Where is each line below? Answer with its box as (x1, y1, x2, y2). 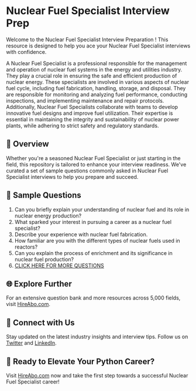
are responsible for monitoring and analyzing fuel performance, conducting (6, 91, 188, 98)
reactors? (14, 243, 38, 250)
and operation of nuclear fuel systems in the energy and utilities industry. (6, 66, 183, 73)
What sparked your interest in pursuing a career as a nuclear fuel (14, 218, 171, 225)
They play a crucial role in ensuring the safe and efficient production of (6, 72, 177, 79)
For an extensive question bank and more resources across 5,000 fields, (6, 294, 181, 301)
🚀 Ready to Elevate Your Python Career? (6, 356, 155, 366)
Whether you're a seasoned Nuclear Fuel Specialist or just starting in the (6, 154, 181, 162)
